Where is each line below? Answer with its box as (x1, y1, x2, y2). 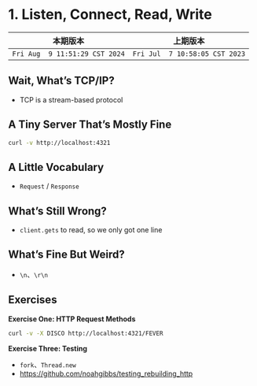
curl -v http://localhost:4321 (8, 139, 111, 147)
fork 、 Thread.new (19, 360, 77, 369)
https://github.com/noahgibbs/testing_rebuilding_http (19, 369, 193, 378)
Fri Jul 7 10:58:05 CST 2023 (132, 49, 246, 58)
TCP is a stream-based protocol (19, 95, 123, 104)
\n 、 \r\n (19, 269, 49, 279)
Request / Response (19, 181, 80, 191)
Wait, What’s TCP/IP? (8, 74, 116, 87)
